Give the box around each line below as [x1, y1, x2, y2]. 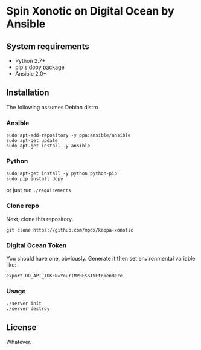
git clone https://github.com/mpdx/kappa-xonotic [6, 227, 134, 233]
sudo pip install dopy [6, 176, 63, 182]
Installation [6, 88, 49, 98]
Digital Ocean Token [6, 241, 67, 249]
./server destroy [6, 306, 50, 312]
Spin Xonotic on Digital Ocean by [6, 4, 174, 18]
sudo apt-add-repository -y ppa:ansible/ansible [6, 132, 131, 138]
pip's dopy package [14, 63, 65, 71]
